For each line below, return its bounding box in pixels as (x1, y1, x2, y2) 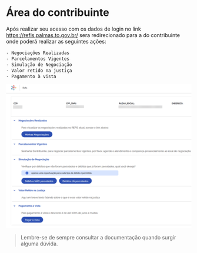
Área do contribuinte (6, 6, 110, 19)
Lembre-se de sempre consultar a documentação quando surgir (20, 234, 176, 241)
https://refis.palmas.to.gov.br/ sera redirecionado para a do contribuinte (6, 31, 181, 38)
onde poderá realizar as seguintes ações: (6, 38, 106, 45)
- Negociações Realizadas (6, 50, 69, 56)
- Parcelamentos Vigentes (6, 56, 69, 62)
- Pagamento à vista (6, 74, 57, 79)
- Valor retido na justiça (6, 68, 72, 74)
